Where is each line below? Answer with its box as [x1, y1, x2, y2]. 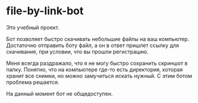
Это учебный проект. [6, 24, 59, 31]
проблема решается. [6, 79, 59, 86]
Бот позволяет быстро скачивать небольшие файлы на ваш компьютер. [6, 35, 190, 42]
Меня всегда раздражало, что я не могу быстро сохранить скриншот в [6, 60, 188, 67]
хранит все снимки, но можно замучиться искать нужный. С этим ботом [6, 72, 192, 79]
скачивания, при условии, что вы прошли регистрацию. [6, 48, 149, 55]
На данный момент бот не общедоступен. [6, 90, 113, 97]
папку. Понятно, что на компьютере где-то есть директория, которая [6, 65, 183, 73]
